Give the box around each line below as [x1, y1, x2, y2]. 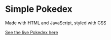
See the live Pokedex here [5, 29, 58, 35]
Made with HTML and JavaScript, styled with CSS [5, 20, 107, 26]
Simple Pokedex [5, 3, 73, 15]
